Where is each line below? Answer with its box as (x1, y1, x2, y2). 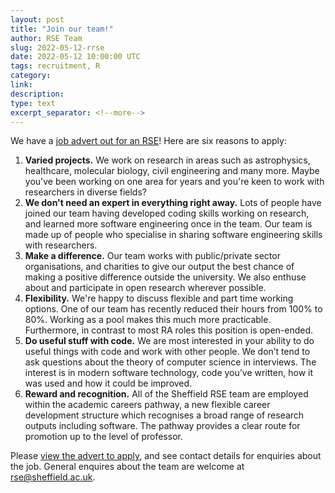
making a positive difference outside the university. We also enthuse (24, 271, 307, 283)
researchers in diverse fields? (24, 186, 147, 198)
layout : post (10, 14, 65, 25)
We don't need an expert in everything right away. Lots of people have (24, 197, 322, 209)
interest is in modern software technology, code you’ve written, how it (24, 367, 313, 379)
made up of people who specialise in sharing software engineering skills (24, 229, 323, 241)
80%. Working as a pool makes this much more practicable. (24, 314, 272, 326)
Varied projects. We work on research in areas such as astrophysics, (24, 154, 311, 166)
